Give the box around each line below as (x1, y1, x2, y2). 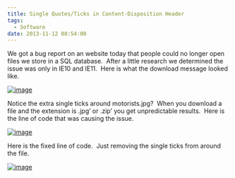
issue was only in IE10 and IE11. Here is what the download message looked (7, 64, 228, 73)
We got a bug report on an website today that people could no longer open (7, 49, 224, 58)
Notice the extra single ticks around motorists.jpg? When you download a (7, 100, 222, 108)
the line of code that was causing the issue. (7, 114, 134, 123)
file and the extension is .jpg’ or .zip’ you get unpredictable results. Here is (7, 107, 225, 115)
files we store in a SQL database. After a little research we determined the (7, 57, 224, 66)
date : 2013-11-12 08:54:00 (7, 30, 87, 37)
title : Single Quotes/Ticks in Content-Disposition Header (7, 10, 185, 18)
